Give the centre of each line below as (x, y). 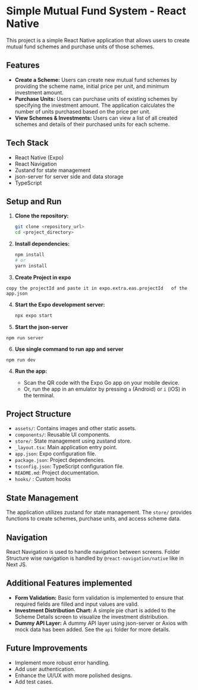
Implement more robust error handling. (62, 663)
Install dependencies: (42, 244)
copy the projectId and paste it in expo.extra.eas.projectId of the (97, 288)
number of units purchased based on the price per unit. (83, 111)
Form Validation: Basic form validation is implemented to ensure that (99, 597)
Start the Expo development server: (60, 304)
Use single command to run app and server (69, 349)
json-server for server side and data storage (69, 176)
